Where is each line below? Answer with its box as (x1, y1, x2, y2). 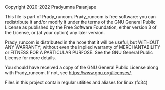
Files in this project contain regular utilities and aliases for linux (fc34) (5, 79, 148, 85)
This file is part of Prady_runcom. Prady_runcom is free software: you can (5, 14, 156, 19)
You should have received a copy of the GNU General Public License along (5, 64, 158, 70)
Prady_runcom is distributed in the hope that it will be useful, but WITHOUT (5, 39, 159, 45)
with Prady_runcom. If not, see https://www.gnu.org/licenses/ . (5, 70, 132, 76)
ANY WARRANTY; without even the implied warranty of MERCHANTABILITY (5, 45, 161, 50)
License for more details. (5, 55, 56, 61)
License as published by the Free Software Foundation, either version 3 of (5, 24, 157, 30)
